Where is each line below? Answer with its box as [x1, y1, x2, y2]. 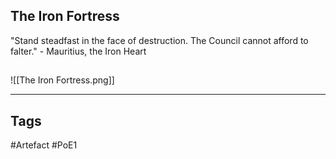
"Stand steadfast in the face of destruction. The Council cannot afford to [10, 34, 309, 46]
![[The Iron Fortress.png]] [10, 74, 115, 86]
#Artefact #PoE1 [10, 139, 78, 151]
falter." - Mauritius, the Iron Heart [10, 45, 147, 57]
